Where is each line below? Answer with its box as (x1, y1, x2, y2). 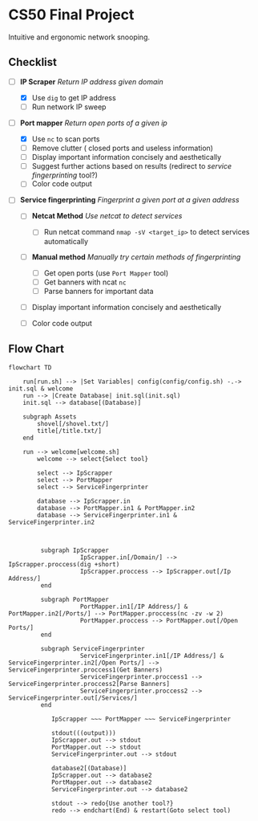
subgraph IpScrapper (40, 546, 110, 554)
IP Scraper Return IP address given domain (19, 76, 163, 86)
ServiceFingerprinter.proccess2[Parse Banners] (8, 680, 171, 688)
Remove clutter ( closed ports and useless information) (31, 143, 214, 153)
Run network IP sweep (31, 102, 107, 112)
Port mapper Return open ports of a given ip (19, 118, 168, 128)
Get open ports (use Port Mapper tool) (43, 268, 169, 278)
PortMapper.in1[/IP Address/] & (79, 602, 188, 611)
